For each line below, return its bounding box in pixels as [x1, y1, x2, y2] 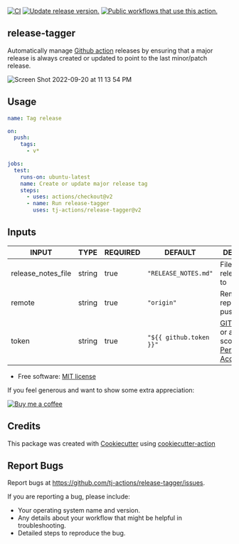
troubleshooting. [17, 521, 66, 530]
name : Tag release [7, 115, 62, 122]
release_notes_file [11, 268, 72, 278]
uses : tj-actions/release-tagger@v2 [33, 206, 142, 214]
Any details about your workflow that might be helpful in [17, 513, 183, 523]
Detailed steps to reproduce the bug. [17, 529, 126, 538]
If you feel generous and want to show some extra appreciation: [7, 385, 195, 394]
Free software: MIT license [17, 372, 96, 380]
